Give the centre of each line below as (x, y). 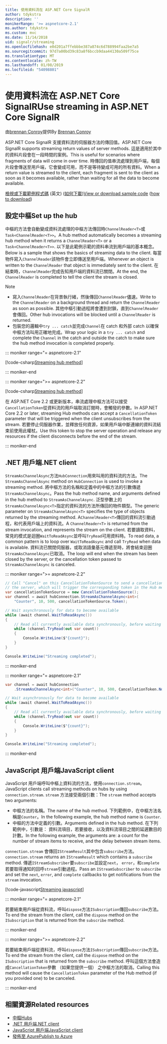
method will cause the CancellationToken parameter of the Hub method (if (81, 973)
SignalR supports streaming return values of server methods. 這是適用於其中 (83, 148)
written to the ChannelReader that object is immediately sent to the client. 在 (82, 265)
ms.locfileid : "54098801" (32, 70)
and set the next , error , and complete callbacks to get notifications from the (83, 874)
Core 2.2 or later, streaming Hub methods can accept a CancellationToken (81, 413)
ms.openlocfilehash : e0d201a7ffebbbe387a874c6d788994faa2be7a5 (72, 47)
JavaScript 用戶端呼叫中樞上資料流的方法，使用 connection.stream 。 (75, 783)
